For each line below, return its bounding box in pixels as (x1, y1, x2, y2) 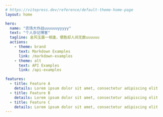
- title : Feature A (10, 81, 51, 86)
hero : (5, 21, 17, 26)
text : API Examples (18, 63, 59, 68)
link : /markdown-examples (18, 53, 73, 58)
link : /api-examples (18, 67, 62, 72)
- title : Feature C (10, 99, 51, 105)
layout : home (5, 12, 33, 17)
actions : (10, 39, 28, 45)
